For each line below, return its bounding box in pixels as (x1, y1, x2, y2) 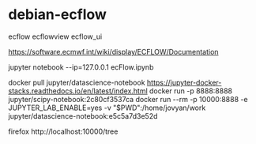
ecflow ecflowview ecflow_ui (8, 32, 103, 41)
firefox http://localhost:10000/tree (8, 127, 119, 136)
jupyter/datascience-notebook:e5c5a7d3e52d (8, 111, 158, 120)
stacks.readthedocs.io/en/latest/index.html (8, 85, 148, 96)
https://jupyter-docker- (146, 78, 222, 87)
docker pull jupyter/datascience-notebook (8, 78, 145, 87)
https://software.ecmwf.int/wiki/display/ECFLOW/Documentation (8, 47, 219, 56)
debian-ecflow (8, 6, 107, 24)
